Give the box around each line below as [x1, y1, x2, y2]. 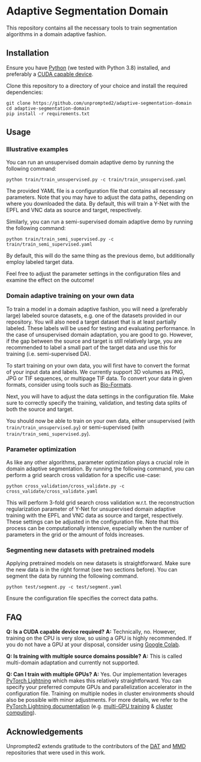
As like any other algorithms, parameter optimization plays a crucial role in [6, 459, 190, 466]
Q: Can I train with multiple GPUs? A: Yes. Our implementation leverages [6, 670, 187, 678]
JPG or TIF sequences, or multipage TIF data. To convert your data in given [6, 375, 193, 382]
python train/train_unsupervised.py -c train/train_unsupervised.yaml [6, 176, 187, 183]
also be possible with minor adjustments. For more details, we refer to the [6, 696, 188, 704]
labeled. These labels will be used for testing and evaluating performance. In [6, 324, 196, 332]
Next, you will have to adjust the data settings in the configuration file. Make [6, 393, 194, 400]
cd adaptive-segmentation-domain [6, 105, 90, 111]
